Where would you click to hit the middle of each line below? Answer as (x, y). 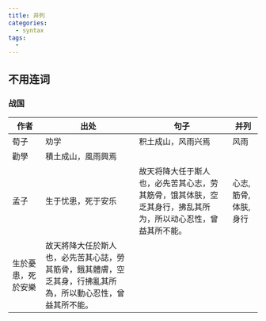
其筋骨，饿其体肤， (175, 195)
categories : (28, 23)
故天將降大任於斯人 (81, 245)
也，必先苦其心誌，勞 (85, 257)
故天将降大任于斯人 (175, 171)
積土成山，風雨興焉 (81, 156)
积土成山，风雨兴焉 (175, 141)
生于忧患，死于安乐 (81, 201)
